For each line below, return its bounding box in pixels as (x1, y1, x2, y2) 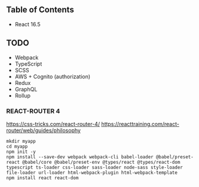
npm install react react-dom (6, 174, 79, 181)
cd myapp (6, 143, 28, 149)
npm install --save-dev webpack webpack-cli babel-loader (6, 154, 154, 160)
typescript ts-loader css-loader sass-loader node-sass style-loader (6, 164, 183, 170)
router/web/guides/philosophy (6, 127, 81, 134)
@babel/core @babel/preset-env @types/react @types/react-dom (22, 159, 180, 165)
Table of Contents (6, 5, 75, 15)
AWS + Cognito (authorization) (14, 73, 91, 80)
